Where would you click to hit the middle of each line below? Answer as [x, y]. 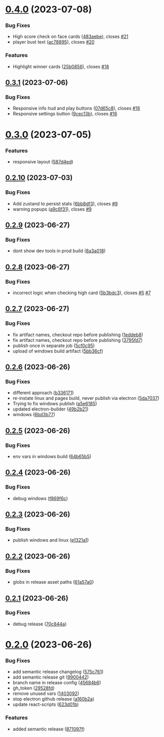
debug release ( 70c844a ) [40, 624]
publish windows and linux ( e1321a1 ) [51, 540]
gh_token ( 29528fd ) [33, 688]
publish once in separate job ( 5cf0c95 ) [54, 345]
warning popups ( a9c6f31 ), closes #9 [52, 209]
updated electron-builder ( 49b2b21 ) [51, 409]
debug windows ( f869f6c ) [40, 498]
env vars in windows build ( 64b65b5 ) [52, 457]
